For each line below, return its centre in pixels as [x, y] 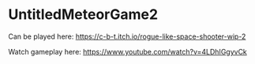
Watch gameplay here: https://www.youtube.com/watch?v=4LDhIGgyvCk [127, 51]
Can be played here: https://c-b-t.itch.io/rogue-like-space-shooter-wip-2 [127, 36]
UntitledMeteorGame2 [83, 15]
